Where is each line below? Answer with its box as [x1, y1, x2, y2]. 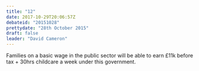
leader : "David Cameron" [6, 36, 68, 42]
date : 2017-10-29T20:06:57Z [6, 14, 76, 20]
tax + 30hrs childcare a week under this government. [6, 58, 136, 65]
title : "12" [6, 8, 36, 15]
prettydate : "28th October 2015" [6, 25, 89, 31]
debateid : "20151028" [6, 19, 60, 25]
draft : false [6, 31, 39, 36]
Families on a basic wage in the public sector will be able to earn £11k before [6, 52, 194, 59]
